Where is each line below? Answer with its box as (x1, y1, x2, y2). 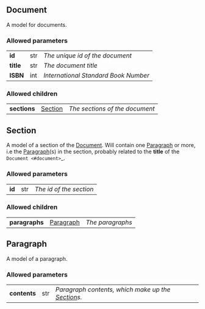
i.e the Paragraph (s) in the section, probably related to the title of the (6, 148, 180, 155)
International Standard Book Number (43, 71, 149, 80)
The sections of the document (68, 104, 155, 113)
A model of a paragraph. (6, 255, 68, 262)
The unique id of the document (43, 51, 132, 60)
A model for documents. (6, 21, 67, 28)
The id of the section (34, 184, 94, 193)
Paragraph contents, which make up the (55, 285, 171, 294)
